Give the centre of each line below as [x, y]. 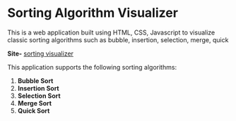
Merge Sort [34, 103]
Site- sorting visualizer [41, 53]
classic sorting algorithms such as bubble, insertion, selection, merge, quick [118, 39]
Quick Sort [34, 110]
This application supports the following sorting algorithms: [92, 67]
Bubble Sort [35, 81]
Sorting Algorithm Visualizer [93, 13]
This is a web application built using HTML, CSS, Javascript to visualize [111, 32]
